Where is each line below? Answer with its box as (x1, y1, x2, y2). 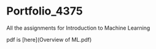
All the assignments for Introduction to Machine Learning (6, 24, 150, 31)
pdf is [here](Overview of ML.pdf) (6, 36, 92, 43)
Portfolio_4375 (6, 4, 83, 18)
